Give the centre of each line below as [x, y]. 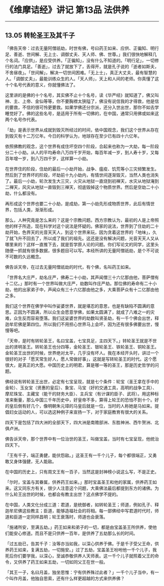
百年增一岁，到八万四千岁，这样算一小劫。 [48, 158]
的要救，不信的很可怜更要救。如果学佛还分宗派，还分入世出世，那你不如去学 [82, 107]
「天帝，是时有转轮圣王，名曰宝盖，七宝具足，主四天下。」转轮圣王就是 [77, 341]
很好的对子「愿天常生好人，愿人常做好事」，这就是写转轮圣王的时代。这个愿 [81, 359]
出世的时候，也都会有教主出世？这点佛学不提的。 [71, 494]
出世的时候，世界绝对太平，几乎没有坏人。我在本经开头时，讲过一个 [90, 353]
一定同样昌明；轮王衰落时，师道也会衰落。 [65, 517]
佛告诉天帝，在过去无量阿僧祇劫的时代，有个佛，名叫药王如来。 [69, 267]
